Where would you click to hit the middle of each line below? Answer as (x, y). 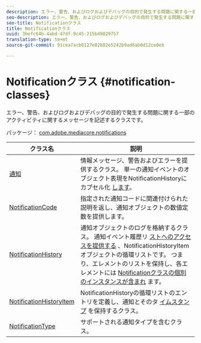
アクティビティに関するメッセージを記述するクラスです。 (76, 120)
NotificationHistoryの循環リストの (128, 293)
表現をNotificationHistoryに (149, 178)
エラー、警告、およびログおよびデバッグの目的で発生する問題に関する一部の (100, 112)
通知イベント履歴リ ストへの (133, 236)
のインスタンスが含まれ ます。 (123, 281)
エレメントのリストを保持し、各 (137, 263)
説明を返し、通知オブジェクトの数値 (131, 207)
